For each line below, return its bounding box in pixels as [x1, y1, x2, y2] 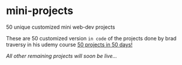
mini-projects [6, 4, 74, 18]
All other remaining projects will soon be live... [6, 52, 118, 59]
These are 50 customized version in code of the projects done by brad [6, 35, 177, 42]
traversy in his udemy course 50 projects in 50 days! [6, 41, 133, 48]
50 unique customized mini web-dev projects [6, 23, 115, 30]
